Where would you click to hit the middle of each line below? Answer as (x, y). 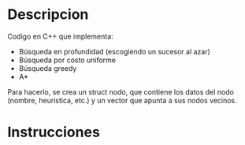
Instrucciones (54, 132)
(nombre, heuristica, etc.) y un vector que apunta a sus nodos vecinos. (122, 100)
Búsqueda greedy (48, 68)
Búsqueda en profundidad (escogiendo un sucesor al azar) (114, 51)
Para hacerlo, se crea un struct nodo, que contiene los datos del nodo (121, 91)
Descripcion (48, 15)
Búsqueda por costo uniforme (67, 60)
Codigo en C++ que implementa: (60, 36)
